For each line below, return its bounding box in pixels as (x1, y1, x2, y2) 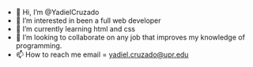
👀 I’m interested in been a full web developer (15, 16, 161, 25)
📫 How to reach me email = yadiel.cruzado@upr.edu (15, 50, 189, 59)
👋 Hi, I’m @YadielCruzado (15, 8, 100, 17)
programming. (15, 41, 62, 50)
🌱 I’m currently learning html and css (15, 24, 136, 33)
